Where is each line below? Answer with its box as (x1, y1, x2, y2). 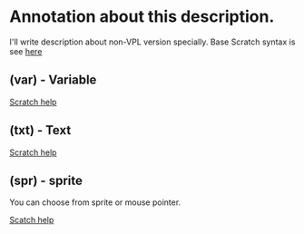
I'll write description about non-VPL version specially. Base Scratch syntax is (9, 36, 296, 47)
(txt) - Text (9, 122, 72, 138)
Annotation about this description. (9, 6, 275, 27)
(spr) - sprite (9, 172, 83, 188)
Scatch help (9, 215, 54, 226)
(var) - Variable (9, 73, 97, 88)
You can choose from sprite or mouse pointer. (9, 197, 181, 208)
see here (9, 45, 43, 56)
